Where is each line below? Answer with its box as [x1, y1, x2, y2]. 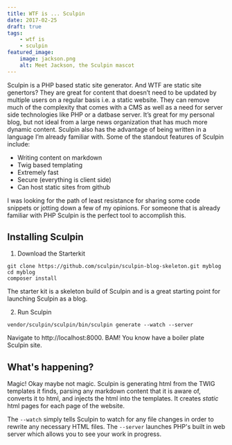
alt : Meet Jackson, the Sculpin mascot [19, 62, 135, 69]
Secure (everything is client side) [17, 175, 112, 184]
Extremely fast [17, 168, 59, 176]
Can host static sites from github [17, 183, 111, 191]
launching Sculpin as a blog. [7, 294, 88, 303]
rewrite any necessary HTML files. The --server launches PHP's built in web [7, 423, 226, 431]
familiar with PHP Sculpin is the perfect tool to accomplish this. [7, 211, 186, 219]
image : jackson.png [19, 56, 76, 62]
